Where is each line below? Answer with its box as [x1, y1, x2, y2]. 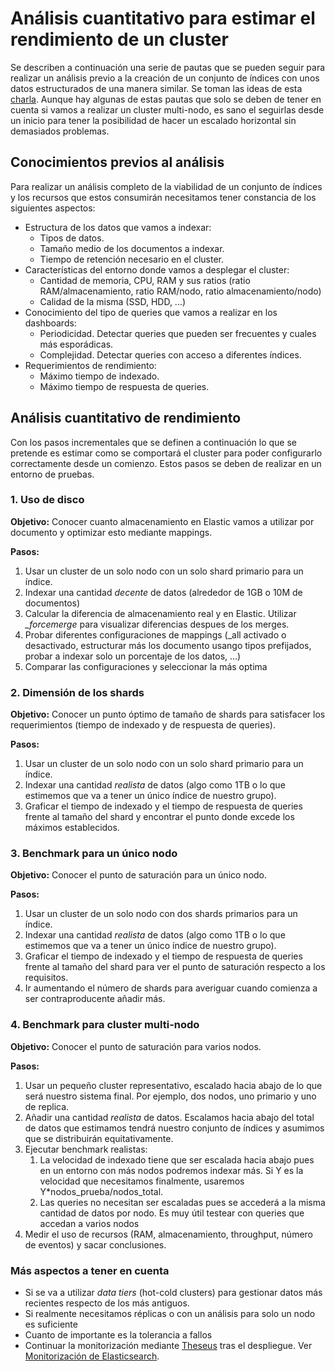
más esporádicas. [39, 338, 114, 350]
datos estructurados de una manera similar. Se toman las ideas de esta [10, 82, 303, 94]
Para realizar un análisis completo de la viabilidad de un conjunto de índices [10, 180, 323, 192]
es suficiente [24, 1318, 78, 1331]
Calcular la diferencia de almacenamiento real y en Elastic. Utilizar [24, 607, 297, 619]
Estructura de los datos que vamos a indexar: [24, 221, 212, 233]
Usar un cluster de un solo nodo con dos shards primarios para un [24, 908, 298, 920]
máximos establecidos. [24, 822, 120, 834]
